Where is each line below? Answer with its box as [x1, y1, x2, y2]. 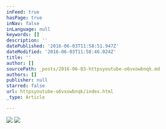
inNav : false [6, 20, 40, 26]
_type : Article [6, 94, 45, 100]
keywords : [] [6, 32, 40, 38]
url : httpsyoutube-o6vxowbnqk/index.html [6, 89, 114, 95]
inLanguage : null [6, 26, 51, 32]
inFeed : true [6, 9, 40, 15]
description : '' [6, 37, 48, 43]
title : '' [6, 54, 32, 61]
